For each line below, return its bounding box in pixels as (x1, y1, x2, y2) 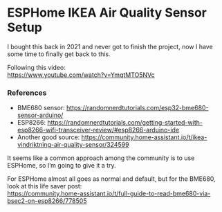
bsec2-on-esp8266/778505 (7, 197, 87, 205)
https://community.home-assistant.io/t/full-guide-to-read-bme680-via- (7, 189, 211, 198)
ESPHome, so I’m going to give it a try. (7, 161, 116, 170)
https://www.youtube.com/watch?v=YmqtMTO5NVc (7, 71, 156, 79)
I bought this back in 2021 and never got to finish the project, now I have (7, 42, 213, 51)
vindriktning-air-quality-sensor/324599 (17, 141, 129, 149)
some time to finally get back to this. (7, 50, 111, 58)
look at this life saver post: (7, 182, 82, 191)
